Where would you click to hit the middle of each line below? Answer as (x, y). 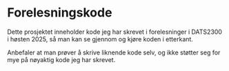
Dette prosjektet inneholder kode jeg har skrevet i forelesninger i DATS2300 (115, 32)
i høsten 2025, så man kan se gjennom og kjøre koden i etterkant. (100, 39)
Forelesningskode (60, 13)
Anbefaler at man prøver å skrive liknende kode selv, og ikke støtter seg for (114, 52)
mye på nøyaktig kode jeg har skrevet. (61, 59)
